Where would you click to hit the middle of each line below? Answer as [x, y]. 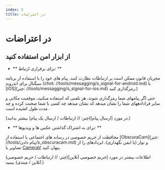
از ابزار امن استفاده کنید [38, 57]
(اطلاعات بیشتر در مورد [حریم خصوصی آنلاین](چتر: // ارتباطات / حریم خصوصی [78, 157]
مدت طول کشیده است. [27, 108]
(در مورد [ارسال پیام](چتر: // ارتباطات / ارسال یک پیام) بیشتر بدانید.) [68, 118]
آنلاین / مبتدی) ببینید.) [25, 162]
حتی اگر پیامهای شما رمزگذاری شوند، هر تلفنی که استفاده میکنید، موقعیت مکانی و [81, 98]
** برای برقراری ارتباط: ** [37, 68]
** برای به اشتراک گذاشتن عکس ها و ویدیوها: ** [57, 127]
